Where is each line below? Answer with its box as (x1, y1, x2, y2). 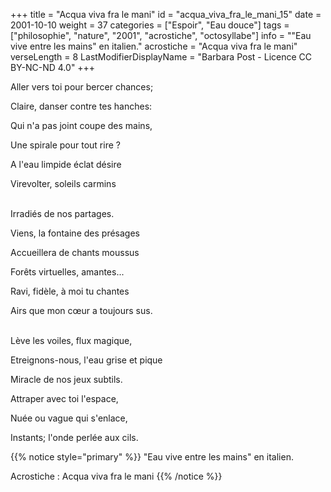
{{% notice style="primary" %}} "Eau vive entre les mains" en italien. (10, 451, 294, 463)
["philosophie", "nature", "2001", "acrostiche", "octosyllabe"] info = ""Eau (10, 30, 312, 41)
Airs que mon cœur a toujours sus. (10, 305, 153, 316)
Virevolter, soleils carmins (10, 178, 117, 189)
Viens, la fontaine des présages (10, 227, 140, 239)
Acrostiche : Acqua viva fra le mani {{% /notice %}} (10, 470, 223, 482)
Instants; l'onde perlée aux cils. (10, 432, 139, 443)
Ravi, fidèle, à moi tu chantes (10, 285, 130, 297)
